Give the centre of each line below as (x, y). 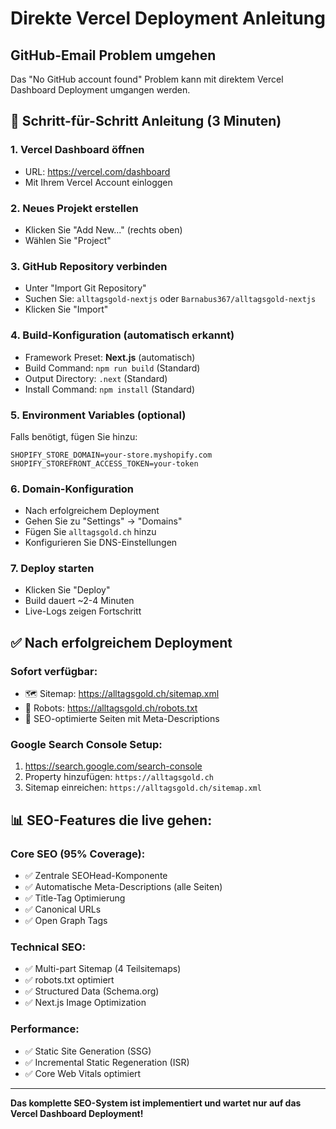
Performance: (45, 1029)
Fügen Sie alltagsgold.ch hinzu (90, 532)
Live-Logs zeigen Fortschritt (83, 611)
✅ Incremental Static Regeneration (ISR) (107, 1062)
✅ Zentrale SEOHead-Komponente (96, 876)
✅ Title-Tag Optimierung (75, 898)
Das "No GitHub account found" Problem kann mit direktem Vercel (147, 79)
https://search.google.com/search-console (113, 766)
